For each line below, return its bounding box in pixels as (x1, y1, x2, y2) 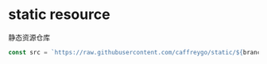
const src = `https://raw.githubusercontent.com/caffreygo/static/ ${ (8, 48, 244, 56)
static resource (8, 6, 110, 24)
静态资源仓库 (8, 32, 50, 42)
